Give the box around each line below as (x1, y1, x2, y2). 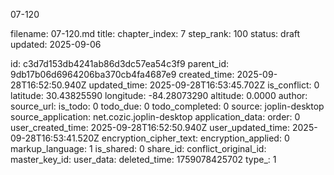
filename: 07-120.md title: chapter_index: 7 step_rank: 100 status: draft (10, 28, 301, 39)
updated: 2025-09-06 (10, 39, 102, 50)
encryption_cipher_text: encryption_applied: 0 (101, 132, 290, 144)
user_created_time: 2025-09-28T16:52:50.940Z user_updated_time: (10, 122, 291, 133)
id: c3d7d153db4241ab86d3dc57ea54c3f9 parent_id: (10, 58, 230, 69)
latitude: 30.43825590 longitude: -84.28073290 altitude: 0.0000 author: (10, 90, 308, 101)
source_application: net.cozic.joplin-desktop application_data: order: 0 (10, 111, 301, 123)
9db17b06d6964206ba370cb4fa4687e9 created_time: (10, 69, 235, 80)
